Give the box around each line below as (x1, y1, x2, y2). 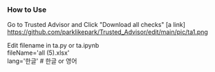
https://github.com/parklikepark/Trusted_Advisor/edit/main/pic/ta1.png (7, 28, 209, 36)
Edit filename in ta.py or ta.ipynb (7, 42, 100, 50)
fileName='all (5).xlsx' (7, 48, 70, 57)
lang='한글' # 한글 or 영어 (7, 57, 77, 65)
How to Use (7, 5, 47, 15)
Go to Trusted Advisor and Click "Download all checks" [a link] (7, 21, 185, 29)
